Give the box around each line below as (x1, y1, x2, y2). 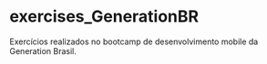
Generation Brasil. (9, 45, 77, 56)
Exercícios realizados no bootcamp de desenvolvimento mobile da (9, 36, 259, 47)
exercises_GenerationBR (9, 6, 199, 27)
